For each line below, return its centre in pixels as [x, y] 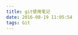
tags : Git [18, 23]
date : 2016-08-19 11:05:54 [39, 17]
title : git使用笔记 [28, 12]
